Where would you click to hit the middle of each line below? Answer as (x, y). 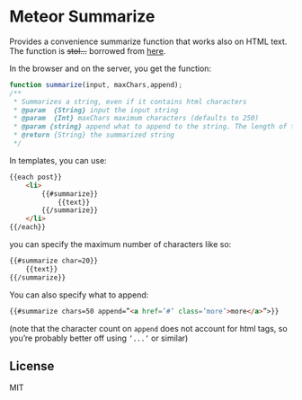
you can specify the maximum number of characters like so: (120, 244)
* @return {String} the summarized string (94, 135)
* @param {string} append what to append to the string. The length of (150, 127)
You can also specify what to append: (79, 295)
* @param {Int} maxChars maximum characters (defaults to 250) (136, 119)
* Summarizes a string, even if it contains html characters (130, 102)
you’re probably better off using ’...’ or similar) (99, 338)
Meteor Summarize (82, 17)
